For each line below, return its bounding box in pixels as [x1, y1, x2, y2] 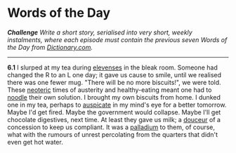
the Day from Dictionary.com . [7, 43, 93, 51]
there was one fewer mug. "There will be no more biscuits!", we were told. [7, 78, 221, 86]
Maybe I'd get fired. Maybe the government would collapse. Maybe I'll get [7, 107, 221, 117]
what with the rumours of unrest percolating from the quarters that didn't [7, 130, 218, 138]
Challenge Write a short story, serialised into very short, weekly [7, 28, 193, 36]
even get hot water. [7, 138, 63, 146]
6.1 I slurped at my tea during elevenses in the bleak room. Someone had [7, 63, 218, 72]
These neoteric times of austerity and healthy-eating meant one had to [7, 86, 212, 94]
